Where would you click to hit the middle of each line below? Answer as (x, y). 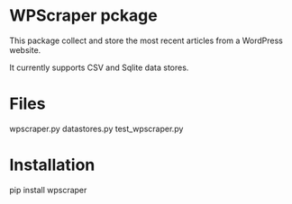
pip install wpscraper (48, 190)
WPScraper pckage (83, 16)
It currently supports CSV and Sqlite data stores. (99, 67)
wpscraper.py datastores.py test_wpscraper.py (96, 129)
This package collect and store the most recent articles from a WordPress (146, 40)
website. (25, 49)
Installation (52, 165)
